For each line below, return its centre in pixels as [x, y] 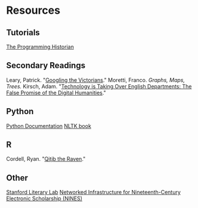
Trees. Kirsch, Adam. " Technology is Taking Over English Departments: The [99, 86]
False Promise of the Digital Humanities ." [56, 93]
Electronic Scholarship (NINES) [44, 198]
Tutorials [23, 33]
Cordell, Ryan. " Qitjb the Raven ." [46, 159]
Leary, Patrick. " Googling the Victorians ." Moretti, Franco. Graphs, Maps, [95, 80]
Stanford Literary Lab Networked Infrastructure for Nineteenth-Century [93, 192]
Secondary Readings [46, 65]
